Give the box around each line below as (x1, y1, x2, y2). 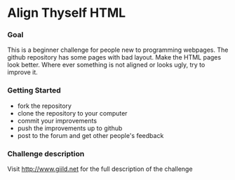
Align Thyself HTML (7, 5, 126, 21)
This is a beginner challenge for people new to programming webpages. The (7, 46, 229, 54)
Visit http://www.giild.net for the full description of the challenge (7, 165, 193, 173)
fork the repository (17, 102, 72, 110)
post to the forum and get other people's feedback (17, 131, 164, 139)
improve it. (7, 68, 39, 76)
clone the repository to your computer (17, 109, 128, 117)
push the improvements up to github (17, 124, 123, 132)
